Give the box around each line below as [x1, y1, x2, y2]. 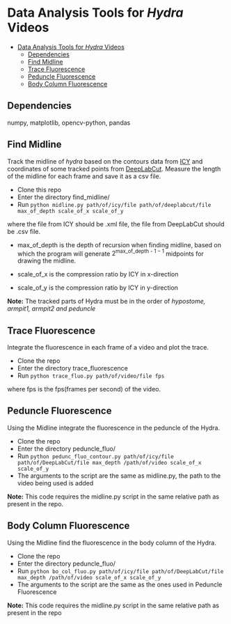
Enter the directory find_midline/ [17, 193, 110, 201]
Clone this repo [17, 185, 61, 194]
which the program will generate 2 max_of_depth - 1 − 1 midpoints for [17, 248, 204, 258]
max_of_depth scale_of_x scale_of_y [17, 208, 124, 214]
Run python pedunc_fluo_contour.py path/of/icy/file [17, 451, 174, 460]
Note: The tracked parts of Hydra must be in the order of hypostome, [7, 297, 206, 306]
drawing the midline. [17, 256, 77, 265]
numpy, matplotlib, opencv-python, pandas [7, 118, 131, 127]
